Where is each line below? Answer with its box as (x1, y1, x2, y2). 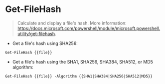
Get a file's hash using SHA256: (12, 40, 78, 46)
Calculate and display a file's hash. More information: (17, 20, 127, 26)
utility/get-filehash (17, 30, 55, 36)
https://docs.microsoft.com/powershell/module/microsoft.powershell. (17, 25, 161, 31)
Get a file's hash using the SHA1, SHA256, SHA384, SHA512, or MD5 (12, 58, 154, 64)
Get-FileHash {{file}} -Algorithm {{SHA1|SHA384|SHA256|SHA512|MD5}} (5, 73, 153, 78)
